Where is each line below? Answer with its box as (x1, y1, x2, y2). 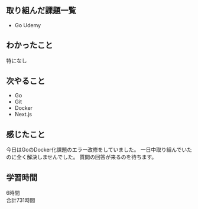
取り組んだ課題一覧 (6, 5, 76, 16)
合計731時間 (6, 197, 35, 204)
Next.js (14, 111, 33, 118)
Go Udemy (14, 21, 41, 28)
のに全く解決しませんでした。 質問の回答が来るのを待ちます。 (6, 154, 157, 161)
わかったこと (6, 40, 53, 50)
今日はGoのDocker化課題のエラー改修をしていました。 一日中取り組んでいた (6, 146, 192, 154)
